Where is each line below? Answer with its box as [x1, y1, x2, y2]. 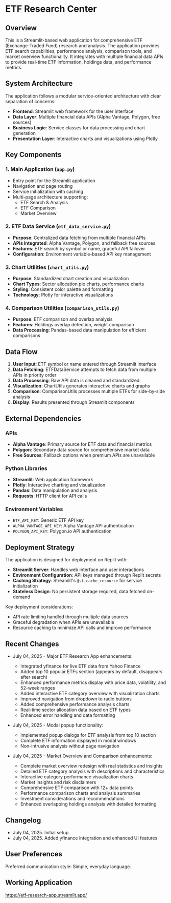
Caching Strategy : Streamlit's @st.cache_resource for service [12, 578, 142, 584]
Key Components [5, 150, 62, 159]
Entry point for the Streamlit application [12, 178, 95, 184]
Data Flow [5, 347, 38, 356]
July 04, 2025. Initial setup [12, 829, 69, 835]
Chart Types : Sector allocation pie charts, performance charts [12, 281, 144, 287]
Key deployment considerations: [5, 604, 73, 610]
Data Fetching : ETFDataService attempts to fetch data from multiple [12, 366, 157, 372]
